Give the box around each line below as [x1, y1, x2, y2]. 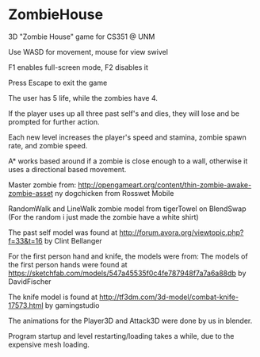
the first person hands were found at [8, 259, 128, 269]
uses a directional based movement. [8, 164, 127, 174]
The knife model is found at [8, 292, 97, 301]
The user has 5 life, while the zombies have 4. [8, 93, 159, 102]
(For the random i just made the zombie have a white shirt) [8, 212, 200, 221]
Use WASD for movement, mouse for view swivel [8, 47, 169, 56]
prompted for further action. [8, 117, 101, 126]
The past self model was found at [8, 228, 117, 237]
